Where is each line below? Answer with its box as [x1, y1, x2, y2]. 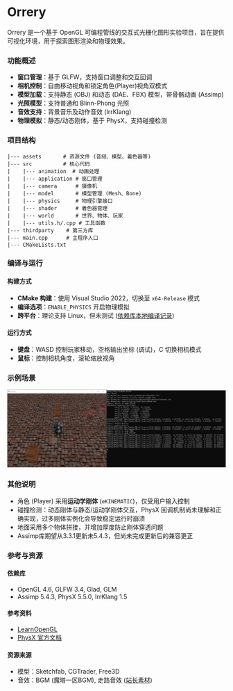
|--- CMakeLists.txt [7, 241, 67, 248]
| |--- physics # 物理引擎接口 [7, 197, 113, 204]
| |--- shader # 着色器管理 [7, 204, 108, 212]
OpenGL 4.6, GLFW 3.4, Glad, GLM [17, 585, 117, 593]
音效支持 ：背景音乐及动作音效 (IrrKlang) [17, 108, 132, 116]
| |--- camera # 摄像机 [7, 182, 98, 190]
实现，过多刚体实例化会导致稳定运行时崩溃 [23, 514, 146, 522]
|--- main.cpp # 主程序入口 [7, 234, 98, 241]
